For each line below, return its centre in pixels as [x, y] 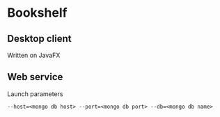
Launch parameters [35, 94]
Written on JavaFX [34, 55]
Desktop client [39, 39]
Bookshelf [37, 13]
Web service [35, 77]
